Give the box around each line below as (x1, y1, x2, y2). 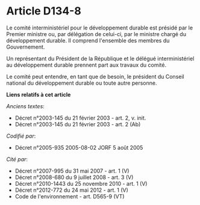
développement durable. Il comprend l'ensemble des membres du (6, 37, 170, 44)
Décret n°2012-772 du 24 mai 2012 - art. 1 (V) (14, 186, 128, 194)
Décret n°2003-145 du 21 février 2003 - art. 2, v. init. (14, 114, 146, 121)
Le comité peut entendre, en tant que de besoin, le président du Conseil (6, 73, 185, 80)
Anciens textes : (6, 102, 45, 109)
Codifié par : (6, 132, 36, 139)
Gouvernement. (6, 43, 45, 50)
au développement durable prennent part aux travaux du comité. (6, 61, 167, 69)
